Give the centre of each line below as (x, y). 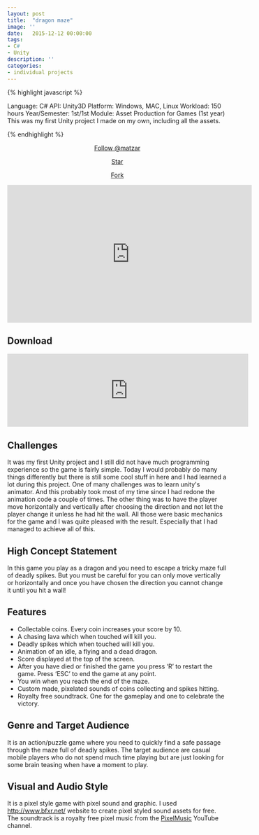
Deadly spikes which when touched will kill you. (86, 644)
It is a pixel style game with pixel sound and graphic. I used (92, 804)
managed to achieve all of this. (51, 529)
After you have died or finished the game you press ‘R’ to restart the (115, 666)
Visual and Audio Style (58, 786)
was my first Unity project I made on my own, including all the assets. (121, 120)
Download (30, 341)
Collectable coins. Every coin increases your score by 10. (99, 629)
